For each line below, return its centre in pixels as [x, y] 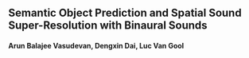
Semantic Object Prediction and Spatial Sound [125, 13]
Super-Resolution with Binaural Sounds [108, 26]
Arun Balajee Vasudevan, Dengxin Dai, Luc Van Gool [96, 45]
